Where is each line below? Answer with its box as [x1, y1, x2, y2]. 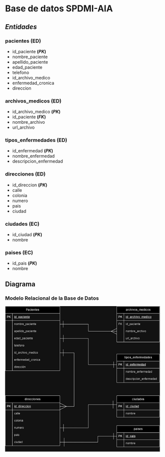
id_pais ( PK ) [12, 260, 37, 266]
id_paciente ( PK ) [12, 48, 47, 54]
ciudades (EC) [5, 220, 40, 227]
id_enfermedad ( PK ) [12, 148, 54, 154]
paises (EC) [5, 249, 33, 256]
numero [12, 198, 28, 204]
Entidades [5, 23, 37, 31]
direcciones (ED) [5, 171, 46, 177]
